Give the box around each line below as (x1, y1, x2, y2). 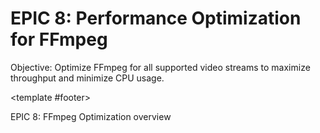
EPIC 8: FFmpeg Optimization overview (10, 110, 172, 122)
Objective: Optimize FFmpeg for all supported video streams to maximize (10, 61, 311, 73)
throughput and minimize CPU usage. (10, 72, 165, 84)
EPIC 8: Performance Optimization (10, 7, 302, 30)
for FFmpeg (10, 28, 108, 51)
